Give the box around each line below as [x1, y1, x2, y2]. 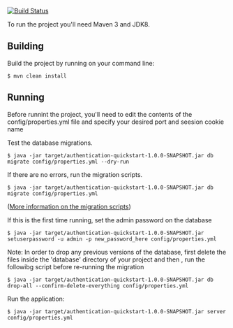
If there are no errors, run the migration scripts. [7, 170, 143, 178]
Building [7, 41, 44, 52]
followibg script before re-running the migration [7, 262, 144, 271]
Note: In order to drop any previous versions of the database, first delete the [7, 248, 227, 256]
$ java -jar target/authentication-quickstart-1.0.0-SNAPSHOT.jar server [7, 308, 227, 315]
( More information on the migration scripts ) [7, 202, 131, 211]
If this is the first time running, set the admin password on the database [7, 215, 212, 224]
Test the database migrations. [7, 138, 93, 147]
